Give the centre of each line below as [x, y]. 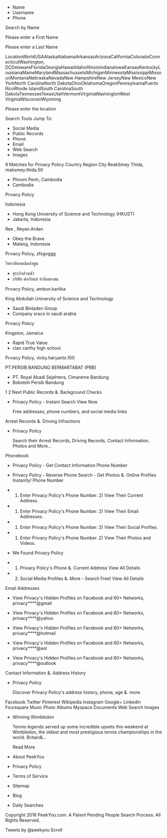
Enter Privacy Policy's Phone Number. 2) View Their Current [82, 495]
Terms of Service [30, 776]
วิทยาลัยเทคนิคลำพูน [22, 263]
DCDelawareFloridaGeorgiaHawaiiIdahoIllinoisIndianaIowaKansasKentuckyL [83, 67]
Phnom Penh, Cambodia [37, 179]
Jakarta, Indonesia [31, 219]
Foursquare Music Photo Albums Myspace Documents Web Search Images [82, 707]
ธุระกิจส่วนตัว [23, 273]
